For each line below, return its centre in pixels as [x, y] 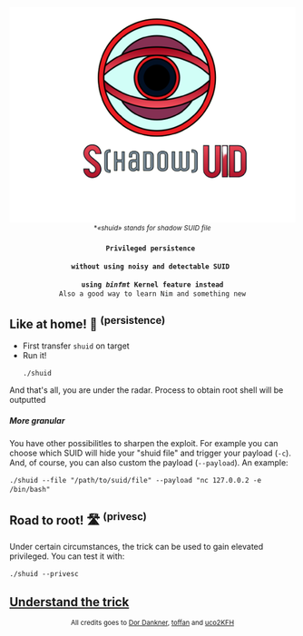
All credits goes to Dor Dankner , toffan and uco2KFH [152, 622]
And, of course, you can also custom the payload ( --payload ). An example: [149, 463]
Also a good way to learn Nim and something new [152, 294]
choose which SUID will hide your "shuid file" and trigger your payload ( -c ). [151, 453]
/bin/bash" [30, 490]
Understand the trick [69, 602]
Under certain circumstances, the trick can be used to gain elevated [137, 547]
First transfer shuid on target [76, 346]
